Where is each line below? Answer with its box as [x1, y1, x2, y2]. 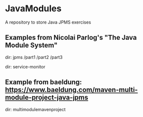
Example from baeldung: [5, 78, 82, 87]
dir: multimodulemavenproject [5, 106, 66, 112]
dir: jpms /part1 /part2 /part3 [5, 54, 63, 60]
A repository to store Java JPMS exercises [5, 19, 91, 25]
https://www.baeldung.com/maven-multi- [5, 86, 138, 94]
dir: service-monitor [5, 63, 46, 69]
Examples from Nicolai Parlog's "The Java [5, 33, 137, 42]
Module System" [5, 41, 58, 50]
